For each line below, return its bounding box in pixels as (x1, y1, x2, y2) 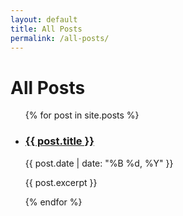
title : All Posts (10, 24, 83, 34)
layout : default (10, 14, 78, 25)
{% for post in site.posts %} (24, 109, 140, 121)
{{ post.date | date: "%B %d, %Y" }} (24, 157, 174, 169)
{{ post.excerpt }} (24, 176, 98, 188)
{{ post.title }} (24, 134, 95, 148)
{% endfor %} (24, 196, 83, 208)
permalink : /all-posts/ (10, 33, 110, 43)
